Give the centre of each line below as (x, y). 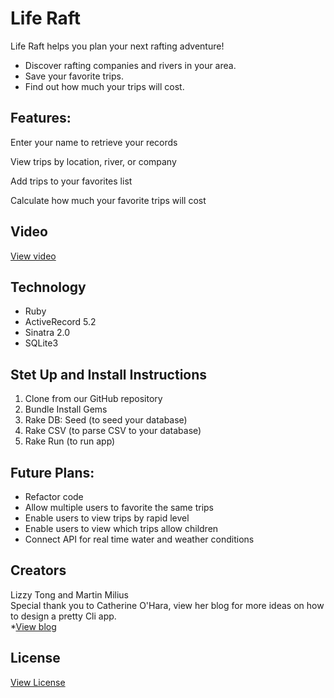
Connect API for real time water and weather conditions (139, 539)
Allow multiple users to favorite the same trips (119, 507)
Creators (38, 570)
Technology (48, 287)
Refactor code (54, 496)
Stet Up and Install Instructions (109, 374)
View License (38, 682)
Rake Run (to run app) (70, 441)
